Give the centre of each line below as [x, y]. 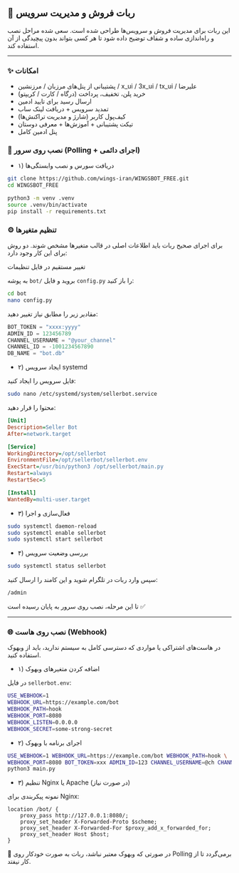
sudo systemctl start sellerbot [55, 539]
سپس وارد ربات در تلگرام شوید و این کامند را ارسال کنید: [83, 580]
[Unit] [17, 421]
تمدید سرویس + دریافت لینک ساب [63, 109]
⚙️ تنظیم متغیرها [32, 230]
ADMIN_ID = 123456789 [39, 333]
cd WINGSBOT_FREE [33, 185]
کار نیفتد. [19, 862]
